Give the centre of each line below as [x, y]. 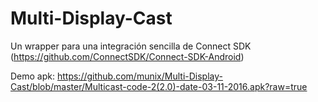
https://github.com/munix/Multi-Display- [139, 76]
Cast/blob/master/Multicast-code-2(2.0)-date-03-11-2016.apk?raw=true [159, 86]
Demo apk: [33, 76]
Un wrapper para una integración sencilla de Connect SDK [131, 46]
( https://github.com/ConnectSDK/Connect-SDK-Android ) [127, 56]
